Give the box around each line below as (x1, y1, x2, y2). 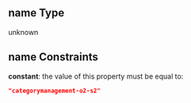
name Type (8, 6, 65, 20)
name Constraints (8, 51, 99, 64)
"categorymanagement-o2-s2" (8, 86, 101, 94)
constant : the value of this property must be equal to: (8, 71, 184, 81)
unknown (8, 27, 39, 36)
